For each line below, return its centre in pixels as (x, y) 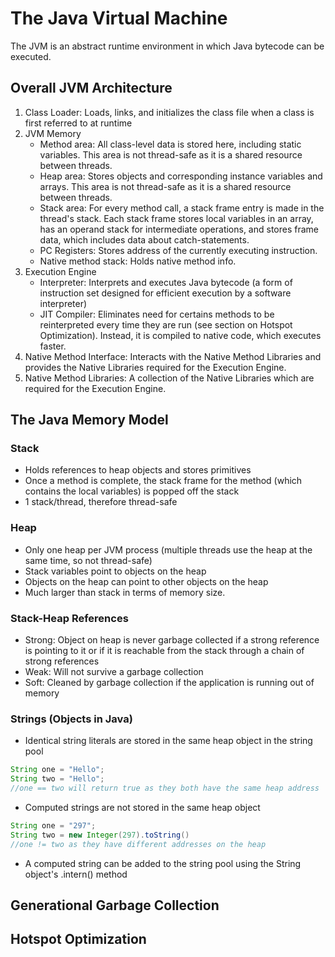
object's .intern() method (76, 874)
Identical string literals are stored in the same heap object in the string (168, 741)
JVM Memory (53, 133)
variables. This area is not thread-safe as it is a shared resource (171, 154)
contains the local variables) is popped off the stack (132, 491)
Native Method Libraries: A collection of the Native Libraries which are (169, 378)
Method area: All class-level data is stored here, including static (170, 144)
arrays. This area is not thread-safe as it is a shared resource (165, 186)
